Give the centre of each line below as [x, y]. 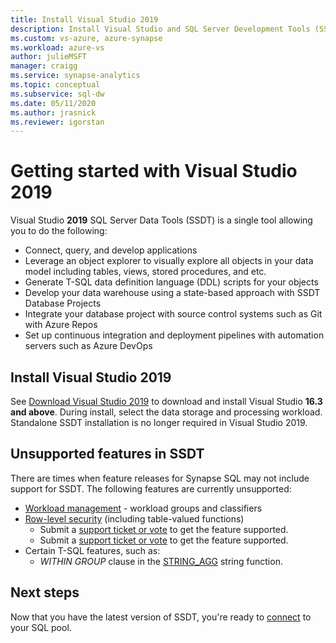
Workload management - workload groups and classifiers [143, 508]
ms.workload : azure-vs [57, 47]
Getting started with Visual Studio [154, 171]
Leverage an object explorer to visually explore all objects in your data [169, 261]
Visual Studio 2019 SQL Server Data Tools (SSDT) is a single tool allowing [161, 220]
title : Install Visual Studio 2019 [84, 19]
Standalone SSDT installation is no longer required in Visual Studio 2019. [159, 422]
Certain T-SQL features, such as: [92, 550]
